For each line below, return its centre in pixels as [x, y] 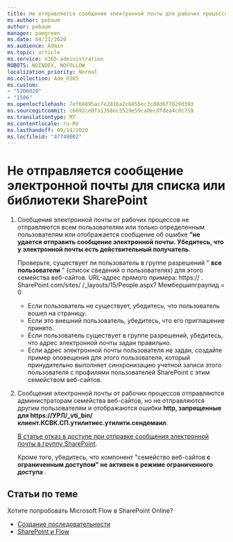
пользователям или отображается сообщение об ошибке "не [109, 234]
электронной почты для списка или [116, 186]
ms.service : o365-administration [55, 59]
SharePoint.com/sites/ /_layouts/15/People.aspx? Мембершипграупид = [121, 285]
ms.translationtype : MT [42, 117]
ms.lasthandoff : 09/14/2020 [48, 130]
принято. [41, 328]
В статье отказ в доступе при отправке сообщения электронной [113, 436]
